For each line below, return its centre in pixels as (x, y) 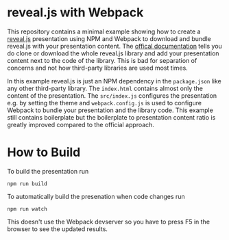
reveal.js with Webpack (75, 13)
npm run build (27, 184)
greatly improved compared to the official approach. (81, 124)
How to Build (44, 152)
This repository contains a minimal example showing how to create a (104, 31)
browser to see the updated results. (58, 229)
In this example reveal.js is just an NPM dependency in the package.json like (114, 81)
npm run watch (27, 209)
